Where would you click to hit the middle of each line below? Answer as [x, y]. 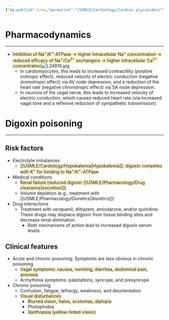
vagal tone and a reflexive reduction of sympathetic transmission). [89, 103]
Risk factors [24, 148]
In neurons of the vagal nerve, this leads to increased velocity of [87, 92]
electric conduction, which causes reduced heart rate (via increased [91, 98]
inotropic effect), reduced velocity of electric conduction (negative [89, 76]
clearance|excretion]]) [43, 188]
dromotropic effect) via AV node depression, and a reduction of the [90, 82]
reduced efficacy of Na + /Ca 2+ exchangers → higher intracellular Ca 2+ [85, 60]
